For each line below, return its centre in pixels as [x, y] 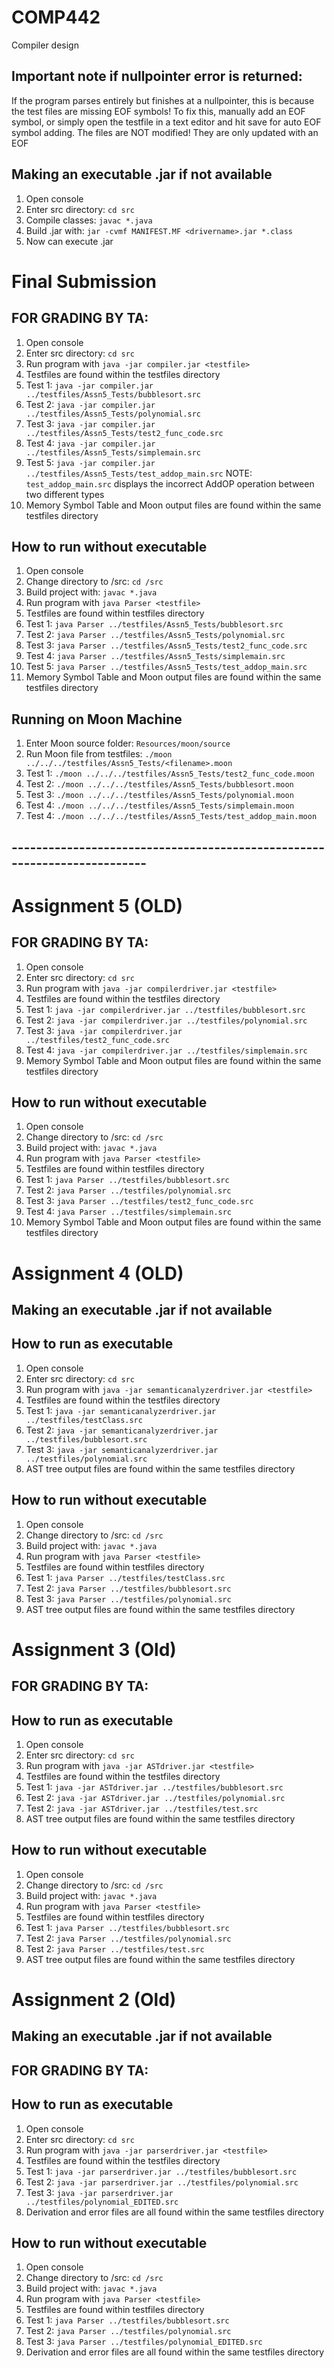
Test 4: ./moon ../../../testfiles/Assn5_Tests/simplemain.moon [160, 805]
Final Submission [84, 281]
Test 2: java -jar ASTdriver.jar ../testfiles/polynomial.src [155, 1797]
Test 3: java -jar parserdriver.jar [99, 2192]
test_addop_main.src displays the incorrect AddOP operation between [170, 483]
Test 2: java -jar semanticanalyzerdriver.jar [122, 1430]
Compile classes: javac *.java [89, 220]
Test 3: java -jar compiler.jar [90, 423]
